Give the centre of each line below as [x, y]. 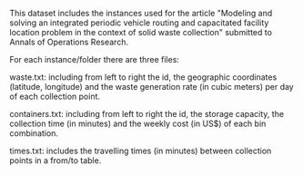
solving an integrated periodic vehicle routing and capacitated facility [139, 23]
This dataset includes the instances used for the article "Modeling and [141, 13]
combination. [34, 133]
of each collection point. [55, 96]
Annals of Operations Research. [69, 42]
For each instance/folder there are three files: [95, 59]
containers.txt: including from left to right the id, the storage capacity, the [147, 114]
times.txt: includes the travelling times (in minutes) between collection [141, 151]
